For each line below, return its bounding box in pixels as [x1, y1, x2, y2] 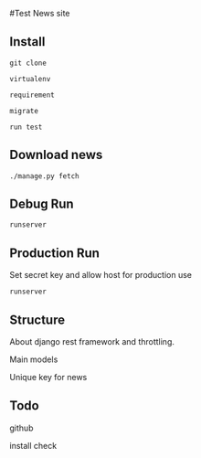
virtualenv [9, 74, 51, 83]
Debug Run [9, 197, 75, 212]
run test [9, 122, 43, 132]
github [9, 422, 34, 433]
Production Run [9, 245, 100, 261]
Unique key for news [9, 372, 88, 383]
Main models [9, 354, 58, 365]
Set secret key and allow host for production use [9, 270, 193, 281]
